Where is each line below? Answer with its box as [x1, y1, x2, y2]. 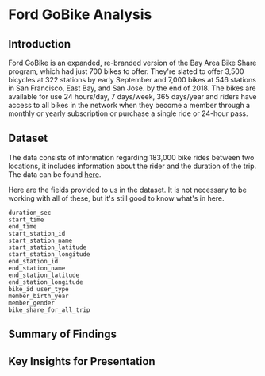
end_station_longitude [8, 278, 83, 286]
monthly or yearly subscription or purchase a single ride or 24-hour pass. [8, 109, 248, 118]
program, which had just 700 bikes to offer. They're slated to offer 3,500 [8, 67, 244, 76]
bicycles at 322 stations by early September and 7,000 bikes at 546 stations [8, 75, 256, 84]
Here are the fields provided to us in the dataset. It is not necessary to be [8, 185, 248, 194]
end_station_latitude [8, 271, 80, 279]
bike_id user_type [8, 285, 69, 293]
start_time [8, 216, 44, 224]
